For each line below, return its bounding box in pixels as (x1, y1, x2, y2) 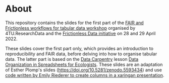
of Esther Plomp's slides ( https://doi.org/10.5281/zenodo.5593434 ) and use (5, 66, 162, 73)
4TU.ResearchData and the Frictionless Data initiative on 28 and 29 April (5, 30, 156, 36)
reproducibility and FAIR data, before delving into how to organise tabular (5, 51, 157, 57)
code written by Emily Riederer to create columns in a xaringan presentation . (5, 72, 164, 78)
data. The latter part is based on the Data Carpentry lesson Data (5, 56, 139, 62)
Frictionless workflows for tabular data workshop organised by (5, 25, 136, 31)
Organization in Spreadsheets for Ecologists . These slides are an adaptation (5, 61, 163, 67)
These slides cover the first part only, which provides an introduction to (5, 45, 154, 51)
